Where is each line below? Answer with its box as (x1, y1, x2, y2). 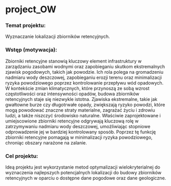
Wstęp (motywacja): (5, 46, 57, 53)
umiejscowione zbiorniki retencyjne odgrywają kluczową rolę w (5, 118, 139, 124)
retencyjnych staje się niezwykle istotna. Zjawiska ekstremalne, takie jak (5, 96, 158, 102)
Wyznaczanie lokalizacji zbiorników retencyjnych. (5, 33, 110, 39)
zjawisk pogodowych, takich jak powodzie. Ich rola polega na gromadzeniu (5, 69, 164, 75)
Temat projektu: (5, 22, 46, 29)
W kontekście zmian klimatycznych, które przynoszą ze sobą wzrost (5, 85, 150, 91)
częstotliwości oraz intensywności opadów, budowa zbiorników (5, 91, 140, 97)
